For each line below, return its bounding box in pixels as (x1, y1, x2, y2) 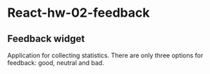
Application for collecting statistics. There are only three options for (7, 51, 204, 59)
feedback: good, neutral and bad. (7, 59, 104, 67)
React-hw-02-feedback (7, 5, 150, 21)
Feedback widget (7, 33, 85, 45)
